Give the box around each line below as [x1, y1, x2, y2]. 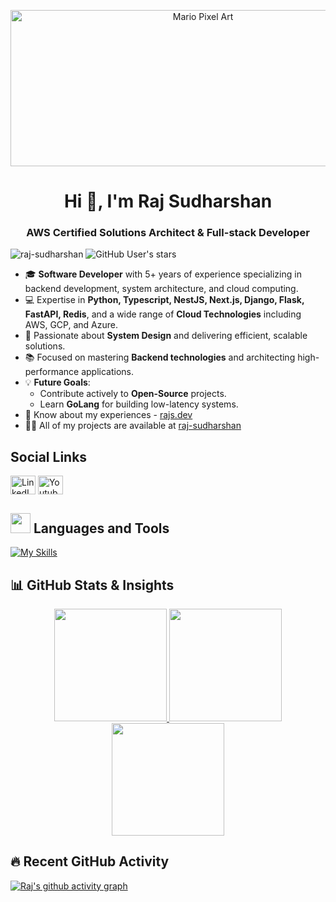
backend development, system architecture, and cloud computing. [24, 283, 299, 295]
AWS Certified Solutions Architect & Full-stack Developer [26, 226, 310, 240]
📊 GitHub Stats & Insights [10, 576, 175, 594]
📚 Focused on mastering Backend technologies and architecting [24, 351, 296, 364]
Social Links [10, 448, 88, 465]
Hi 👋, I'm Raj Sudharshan [63, 190, 273, 213]
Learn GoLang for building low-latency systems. [39, 398, 239, 410]
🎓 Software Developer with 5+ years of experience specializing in [24, 268, 302, 280]
